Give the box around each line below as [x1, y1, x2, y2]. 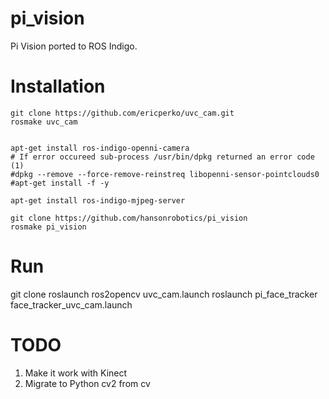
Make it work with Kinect [24, 367, 128, 379]
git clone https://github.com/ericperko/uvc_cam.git [10, 108, 235, 118]
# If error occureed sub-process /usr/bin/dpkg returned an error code [10, 152, 315, 162]
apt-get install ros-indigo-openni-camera [10, 143, 190, 153]
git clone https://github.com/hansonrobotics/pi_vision [10, 213, 248, 223]
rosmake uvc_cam [10, 117, 78, 127]
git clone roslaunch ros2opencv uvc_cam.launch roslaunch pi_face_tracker [10, 288, 318, 300]
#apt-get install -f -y [10, 178, 110, 188]
